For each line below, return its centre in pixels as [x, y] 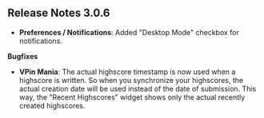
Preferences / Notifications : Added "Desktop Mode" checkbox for [129, 32]
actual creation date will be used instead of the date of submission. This [138, 88]
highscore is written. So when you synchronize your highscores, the [131, 80]
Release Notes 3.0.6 [59, 13]
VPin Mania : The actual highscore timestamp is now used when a [127, 72]
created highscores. [52, 105]
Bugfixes [23, 56]
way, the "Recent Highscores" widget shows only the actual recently [132, 97]
